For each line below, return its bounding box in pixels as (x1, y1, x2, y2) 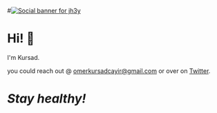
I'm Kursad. (7, 53, 40, 61)
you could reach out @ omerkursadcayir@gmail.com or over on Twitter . (7, 66, 211, 75)
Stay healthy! (7, 91, 86, 107)
